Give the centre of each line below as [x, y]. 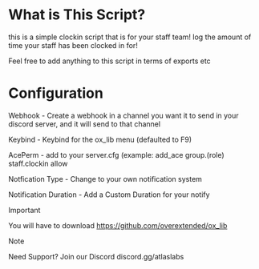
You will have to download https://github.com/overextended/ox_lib [118, 225]
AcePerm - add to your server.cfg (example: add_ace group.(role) [116, 155]
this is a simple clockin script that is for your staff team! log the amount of [130, 37]
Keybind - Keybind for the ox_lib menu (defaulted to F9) [100, 139]
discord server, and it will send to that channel [85, 124]
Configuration [56, 93]
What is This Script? [77, 15]
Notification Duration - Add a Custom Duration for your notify [109, 195]
